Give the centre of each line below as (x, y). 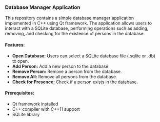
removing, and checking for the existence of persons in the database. (75, 34)
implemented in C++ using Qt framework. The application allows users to (79, 23)
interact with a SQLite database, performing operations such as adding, (77, 28)
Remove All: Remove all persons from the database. (64, 76)
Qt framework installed (35, 104)
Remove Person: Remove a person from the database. (67, 71)
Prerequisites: (20, 93)
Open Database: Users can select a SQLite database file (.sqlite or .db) (84, 56)
